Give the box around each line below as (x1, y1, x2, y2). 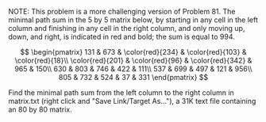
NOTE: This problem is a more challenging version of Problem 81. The (8, 7, 236, 16)
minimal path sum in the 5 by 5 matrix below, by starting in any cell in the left (8, 15, 258, 25)
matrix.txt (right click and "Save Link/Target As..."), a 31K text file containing (8, 97, 256, 105)
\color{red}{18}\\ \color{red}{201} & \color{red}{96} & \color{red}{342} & (14, 55, 253, 65)
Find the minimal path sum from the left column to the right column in (8, 88, 234, 97)
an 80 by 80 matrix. (8, 105, 73, 114)
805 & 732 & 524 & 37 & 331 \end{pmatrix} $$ (58, 73, 209, 82)
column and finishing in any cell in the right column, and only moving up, (8, 24, 245, 32)
